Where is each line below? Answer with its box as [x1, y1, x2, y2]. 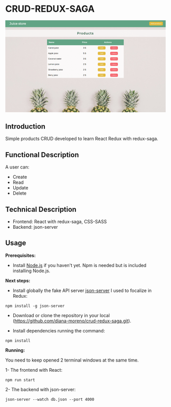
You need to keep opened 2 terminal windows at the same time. [5, 357, 139, 363]
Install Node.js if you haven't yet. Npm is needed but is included [12, 262, 147, 268]
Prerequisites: [5, 252, 36, 258]
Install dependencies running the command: [12, 327, 105, 333]
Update [12, 185, 28, 191]
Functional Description [5, 150, 79, 159]
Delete [12, 190, 27, 197]
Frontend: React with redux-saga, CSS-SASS [12, 219, 107, 225]
